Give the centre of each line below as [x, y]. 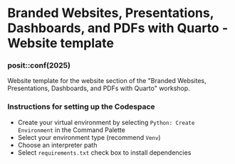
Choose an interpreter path [57, 145]
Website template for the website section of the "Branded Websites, [107, 81]
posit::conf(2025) [39, 65]
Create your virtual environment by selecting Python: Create [106, 122]
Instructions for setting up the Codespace [81, 106]
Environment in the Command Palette [72, 130]
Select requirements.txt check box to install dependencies [104, 152]
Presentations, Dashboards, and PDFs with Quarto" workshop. [99, 88]
